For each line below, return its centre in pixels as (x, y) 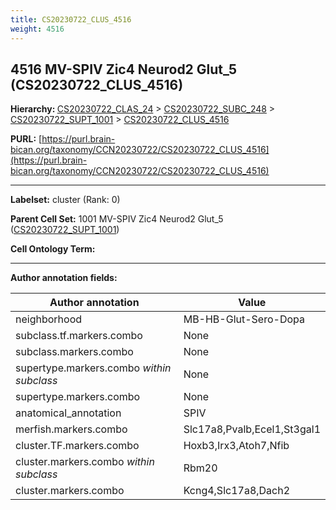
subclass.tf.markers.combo (79, 336)
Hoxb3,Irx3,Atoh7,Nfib (236, 446)
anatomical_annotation (68, 413)
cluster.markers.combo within (85, 462)
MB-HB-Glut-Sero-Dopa (244, 319)
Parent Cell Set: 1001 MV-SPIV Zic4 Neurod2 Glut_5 (117, 219)
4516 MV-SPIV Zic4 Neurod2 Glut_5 (124, 69)
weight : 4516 (37, 29)
